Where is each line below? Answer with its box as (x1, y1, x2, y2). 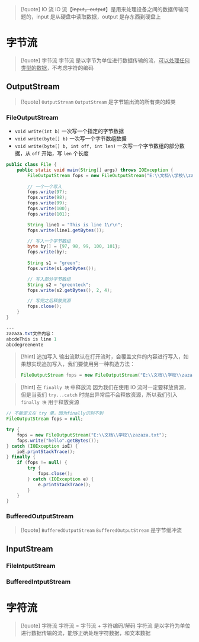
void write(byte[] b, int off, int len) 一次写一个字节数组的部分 (14, 142, 179, 150)
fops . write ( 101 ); (27, 211, 70, 217)
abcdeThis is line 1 (6, 336, 57, 342)
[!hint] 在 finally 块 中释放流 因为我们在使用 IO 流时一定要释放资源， (20, 384, 190, 391)
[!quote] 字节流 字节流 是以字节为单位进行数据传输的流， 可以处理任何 (20, 56, 190, 64)
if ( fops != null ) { (17, 460, 68, 466)
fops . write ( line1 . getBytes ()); (27, 227, 105, 233)
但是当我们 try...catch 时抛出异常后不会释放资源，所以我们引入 (20, 391, 178, 399)
